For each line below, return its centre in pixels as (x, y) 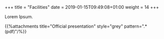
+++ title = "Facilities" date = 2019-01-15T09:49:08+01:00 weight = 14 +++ (82, 7)
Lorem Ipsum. (19, 17)
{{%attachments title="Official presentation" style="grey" (64, 26)
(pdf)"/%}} (16, 31)
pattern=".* (136, 26)
